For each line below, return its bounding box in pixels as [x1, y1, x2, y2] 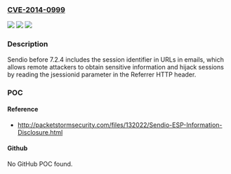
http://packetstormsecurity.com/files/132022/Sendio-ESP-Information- [17, 121, 223, 129]
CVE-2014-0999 [7, 5, 65, 15]
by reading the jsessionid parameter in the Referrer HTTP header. [7, 70, 197, 79]
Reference [7, 105, 39, 114]
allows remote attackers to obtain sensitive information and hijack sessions [7, 62, 225, 71]
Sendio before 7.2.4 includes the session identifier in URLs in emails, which [7, 55, 225, 64]
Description [7, 39, 48, 49]
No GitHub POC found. [7, 159, 73, 168]
